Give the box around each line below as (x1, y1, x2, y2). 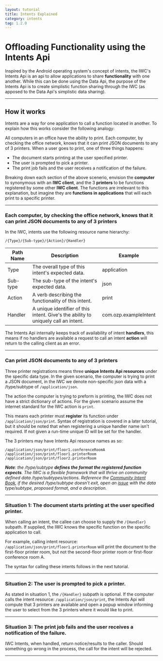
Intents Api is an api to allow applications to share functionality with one (5, 73, 150, 79)
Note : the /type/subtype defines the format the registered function (5, 464, 142, 470)
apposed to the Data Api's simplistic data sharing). (5, 89, 106, 95)
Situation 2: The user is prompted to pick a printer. (5, 580, 126, 587)
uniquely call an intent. (32, 317, 84, 324)
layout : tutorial (5, 7, 40, 12)
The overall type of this (32, 263, 85, 270)
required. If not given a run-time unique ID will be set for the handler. (5, 428, 142, 434)
